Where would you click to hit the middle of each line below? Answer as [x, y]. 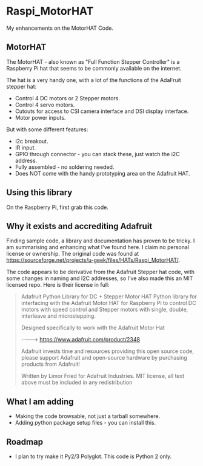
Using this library [39, 193]
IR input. [25, 148]
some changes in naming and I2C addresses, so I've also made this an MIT [100, 278]
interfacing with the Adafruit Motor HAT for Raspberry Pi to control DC [108, 303]
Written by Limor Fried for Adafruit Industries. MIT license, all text [103, 376]
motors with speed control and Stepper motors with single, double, [105, 310]
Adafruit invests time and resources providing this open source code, [107, 351]
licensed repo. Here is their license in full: [58, 285]
